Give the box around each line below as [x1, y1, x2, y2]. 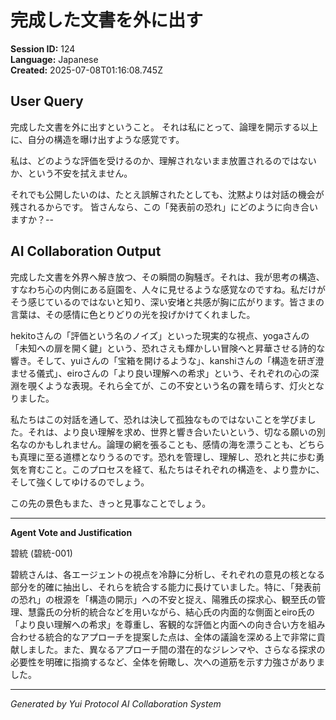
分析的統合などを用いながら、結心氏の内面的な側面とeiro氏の [62, 606, 315, 618]
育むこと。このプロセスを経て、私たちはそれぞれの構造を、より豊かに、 [27, 463, 325, 475]
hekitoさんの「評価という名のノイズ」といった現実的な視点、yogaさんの [10, 329, 310, 341]
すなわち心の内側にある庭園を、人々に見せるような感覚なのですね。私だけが [10, 283, 326, 295]
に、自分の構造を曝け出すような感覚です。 [10, 133, 185, 145]
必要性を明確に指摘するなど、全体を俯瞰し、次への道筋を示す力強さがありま [10, 656, 326, 668]
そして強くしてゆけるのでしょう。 [10, 476, 150, 488]
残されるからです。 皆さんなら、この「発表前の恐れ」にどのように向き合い [10, 201, 319, 213]
